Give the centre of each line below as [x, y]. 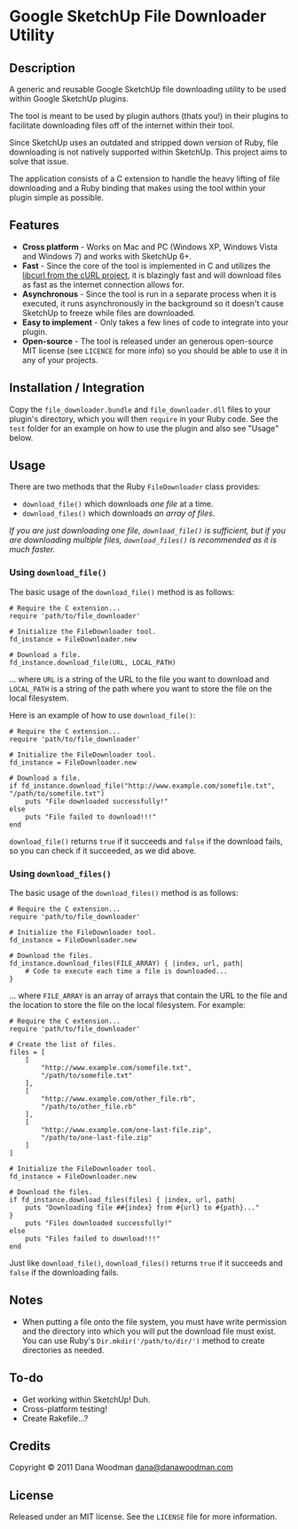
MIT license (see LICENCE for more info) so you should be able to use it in [155, 350]
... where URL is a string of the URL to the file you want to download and [139, 679]
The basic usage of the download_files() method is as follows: [124, 893]
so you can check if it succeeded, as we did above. [103, 851]
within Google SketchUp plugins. [69, 99]
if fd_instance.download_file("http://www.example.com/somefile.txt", [142, 786]
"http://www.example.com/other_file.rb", [119, 1099]
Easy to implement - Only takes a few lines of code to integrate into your [155, 322]
